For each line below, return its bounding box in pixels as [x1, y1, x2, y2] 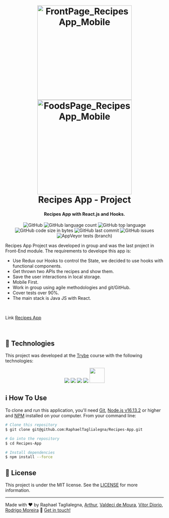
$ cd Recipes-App [5, 441, 42, 446]
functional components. [12, 263, 62, 269]
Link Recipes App [5, 315, 42, 321]
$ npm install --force [5, 455, 53, 460]
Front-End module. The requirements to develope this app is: [5, 248, 131, 254]
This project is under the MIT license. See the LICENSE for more [5, 482, 138, 488]
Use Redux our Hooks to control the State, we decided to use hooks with [12, 257, 163, 264]
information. [5, 487, 31, 493]
